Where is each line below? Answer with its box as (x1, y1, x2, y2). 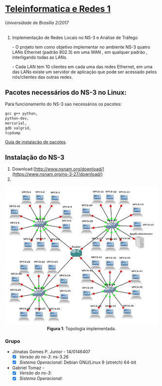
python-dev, (5, 116, 29, 121)
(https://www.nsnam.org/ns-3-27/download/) (12, 171, 103, 177)
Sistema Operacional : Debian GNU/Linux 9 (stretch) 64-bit (19, 359, 137, 365)
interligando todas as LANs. (12, 54, 68, 60)
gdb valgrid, (5, 126, 32, 131)
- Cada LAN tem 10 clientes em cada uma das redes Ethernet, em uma (12, 64, 153, 70)
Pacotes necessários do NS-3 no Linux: (5, 88, 127, 97)
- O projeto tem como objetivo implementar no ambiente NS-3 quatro (12, 44, 150, 50)
